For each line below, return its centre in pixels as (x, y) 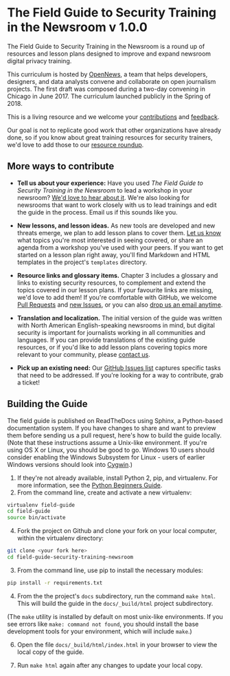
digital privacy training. (39, 61)
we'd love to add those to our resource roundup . (76, 144)
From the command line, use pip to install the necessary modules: (110, 570)
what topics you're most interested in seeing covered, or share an (110, 240)
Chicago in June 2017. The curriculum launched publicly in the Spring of (109, 96)
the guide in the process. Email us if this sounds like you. (97, 212)
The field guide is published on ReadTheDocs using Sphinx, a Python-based (115, 420)
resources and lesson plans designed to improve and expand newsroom (109, 54)
